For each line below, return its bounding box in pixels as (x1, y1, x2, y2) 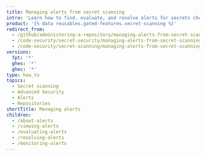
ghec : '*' (12, 66, 37, 72)
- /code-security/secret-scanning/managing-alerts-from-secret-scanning (12, 44, 202, 50)
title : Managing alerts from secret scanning (6, 9, 124, 15)
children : (6, 112, 32, 118)
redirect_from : (6, 26, 45, 33)
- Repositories (12, 100, 51, 106)
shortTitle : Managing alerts (6, 106, 81, 112)
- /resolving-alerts (12, 135, 64, 141)
